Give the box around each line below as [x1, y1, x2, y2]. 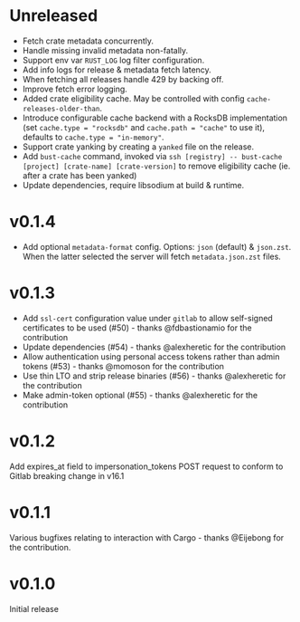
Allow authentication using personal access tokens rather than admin [22, 350, 280, 362]
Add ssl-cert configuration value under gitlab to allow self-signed [22, 312, 273, 323]
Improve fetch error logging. [22, 83, 128, 94]
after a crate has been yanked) [22, 169, 137, 181]
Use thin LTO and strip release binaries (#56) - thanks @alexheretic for [22, 370, 286, 381]
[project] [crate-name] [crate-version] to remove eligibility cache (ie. [22, 160, 291, 171]
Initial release [9, 603, 59, 614]
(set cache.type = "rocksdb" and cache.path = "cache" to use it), [22, 121, 265, 132]
